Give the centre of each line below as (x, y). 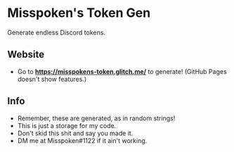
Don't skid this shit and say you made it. (75, 133)
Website (26, 55)
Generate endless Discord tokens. (56, 32)
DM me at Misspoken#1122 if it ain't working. (82, 140)
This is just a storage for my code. (67, 125)
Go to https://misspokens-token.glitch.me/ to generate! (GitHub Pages (122, 71)
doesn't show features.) (52, 79)
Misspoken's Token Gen (79, 13)
